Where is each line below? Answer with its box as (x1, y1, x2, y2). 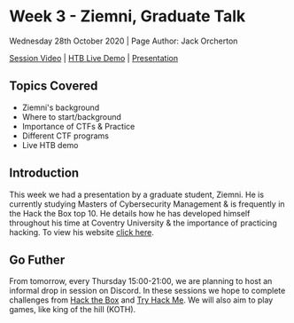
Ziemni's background (21, 102, 100, 113)
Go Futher (9, 252, 66, 267)
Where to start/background (21, 111, 122, 122)
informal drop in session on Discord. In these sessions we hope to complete (9, 286, 286, 296)
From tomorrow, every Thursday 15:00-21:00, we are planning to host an (9, 276, 273, 287)
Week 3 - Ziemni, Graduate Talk (9, 6, 246, 27)
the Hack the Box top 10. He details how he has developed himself (9, 208, 251, 218)
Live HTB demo (21, 139, 79, 150)
